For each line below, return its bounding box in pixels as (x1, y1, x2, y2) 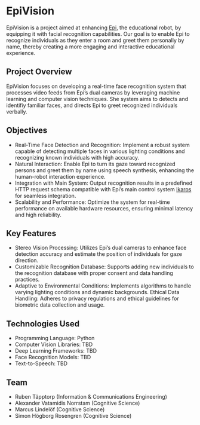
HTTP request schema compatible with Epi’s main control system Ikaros (14, 185, 192, 192)
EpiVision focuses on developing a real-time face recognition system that (6, 82, 186, 90)
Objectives (6, 126, 48, 136)
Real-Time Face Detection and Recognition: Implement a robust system (14, 141, 190, 148)
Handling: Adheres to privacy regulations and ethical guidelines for (14, 295, 179, 302)
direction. (14, 257, 39, 264)
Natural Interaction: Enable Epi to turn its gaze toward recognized (14, 160, 176, 167)
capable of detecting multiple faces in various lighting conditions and (14, 148, 185, 155)
